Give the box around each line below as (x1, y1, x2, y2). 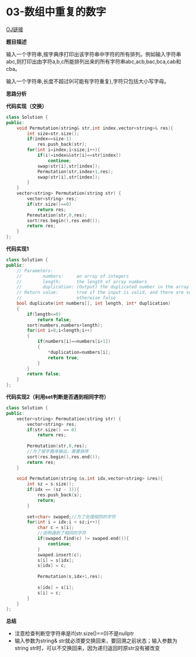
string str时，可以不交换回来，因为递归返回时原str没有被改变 (14, 645, 160, 652)
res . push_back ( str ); (37, 142, 87, 147)
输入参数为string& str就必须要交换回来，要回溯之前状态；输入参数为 (14, 637, 178, 644)
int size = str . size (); (27, 130, 80, 136)
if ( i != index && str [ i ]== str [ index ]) (37, 153, 121, 159)
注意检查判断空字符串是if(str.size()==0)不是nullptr (14, 630, 134, 637)
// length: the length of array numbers (16, 278, 148, 284)
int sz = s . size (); (27, 481, 75, 487)
